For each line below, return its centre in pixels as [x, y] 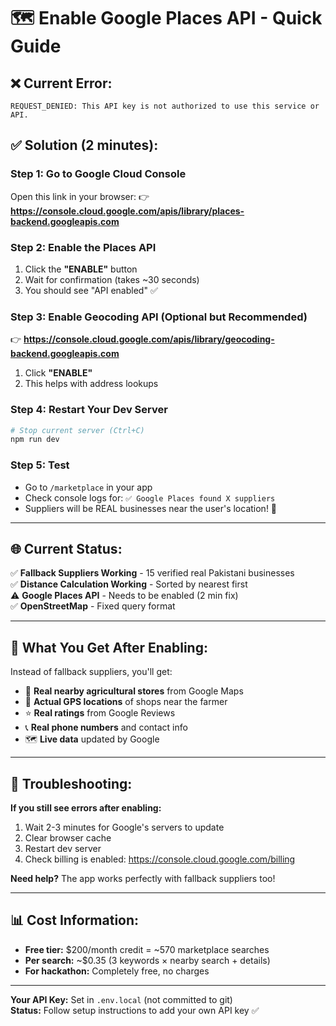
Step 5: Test [40, 465]
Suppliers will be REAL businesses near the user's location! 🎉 [151, 508]
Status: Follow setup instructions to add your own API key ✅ [135, 1010]
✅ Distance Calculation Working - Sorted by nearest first [129, 584]
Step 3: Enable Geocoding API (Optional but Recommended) [159, 317]
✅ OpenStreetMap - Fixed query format [93, 606]
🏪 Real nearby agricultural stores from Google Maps [134, 691]
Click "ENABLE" [58, 373]
